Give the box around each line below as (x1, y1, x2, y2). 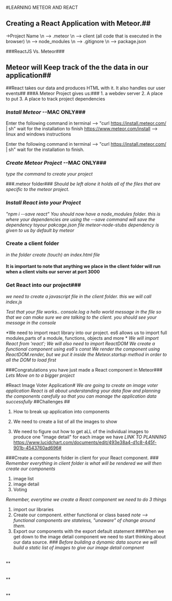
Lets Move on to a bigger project (6, 372, 75, 378)
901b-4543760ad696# (13, 444, 62, 451)
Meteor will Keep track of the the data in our (6, 63, 148, 72)
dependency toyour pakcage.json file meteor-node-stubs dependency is (6, 222, 159, 228)
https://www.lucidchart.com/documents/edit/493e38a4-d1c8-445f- (13, 439, 157, 445)
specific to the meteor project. (6, 186, 70, 192)
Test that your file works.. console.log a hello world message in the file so (6, 308, 162, 315)
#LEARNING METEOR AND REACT (6, 5, 78, 10)
